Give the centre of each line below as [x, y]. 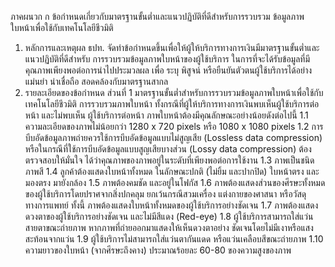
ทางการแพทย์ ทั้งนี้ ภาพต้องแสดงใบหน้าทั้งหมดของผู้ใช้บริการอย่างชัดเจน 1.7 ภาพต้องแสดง [171, 205]
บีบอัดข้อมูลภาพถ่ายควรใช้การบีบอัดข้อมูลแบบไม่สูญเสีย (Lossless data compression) [173, 137]
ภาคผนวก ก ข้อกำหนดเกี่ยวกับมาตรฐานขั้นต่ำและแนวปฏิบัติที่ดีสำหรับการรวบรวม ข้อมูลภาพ [157, 16]
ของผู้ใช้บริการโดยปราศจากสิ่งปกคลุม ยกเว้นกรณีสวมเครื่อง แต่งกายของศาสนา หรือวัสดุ [165, 194]
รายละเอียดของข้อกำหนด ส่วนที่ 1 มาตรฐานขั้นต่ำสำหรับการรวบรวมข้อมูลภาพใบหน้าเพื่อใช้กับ [174, 92]
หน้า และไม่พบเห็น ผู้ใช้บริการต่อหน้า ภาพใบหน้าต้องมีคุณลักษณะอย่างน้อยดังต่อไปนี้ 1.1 [166, 115]
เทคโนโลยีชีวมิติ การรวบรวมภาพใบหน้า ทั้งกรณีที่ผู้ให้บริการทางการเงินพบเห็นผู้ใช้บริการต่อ [172, 104]
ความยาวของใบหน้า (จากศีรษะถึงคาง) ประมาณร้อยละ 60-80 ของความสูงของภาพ [158, 250]
